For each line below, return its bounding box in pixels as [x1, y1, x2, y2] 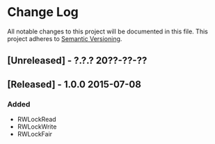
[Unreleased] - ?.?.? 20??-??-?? [7, 55, 148, 67]
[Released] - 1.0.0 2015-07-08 [7, 78, 141, 90]
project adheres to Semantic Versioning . [7, 34, 122, 42]
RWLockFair [17, 130, 53, 138]
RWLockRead [17, 115, 57, 124]
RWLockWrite [17, 122, 57, 131]
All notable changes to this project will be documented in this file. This [7, 27, 209, 35]
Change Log [7, 4, 79, 20]
